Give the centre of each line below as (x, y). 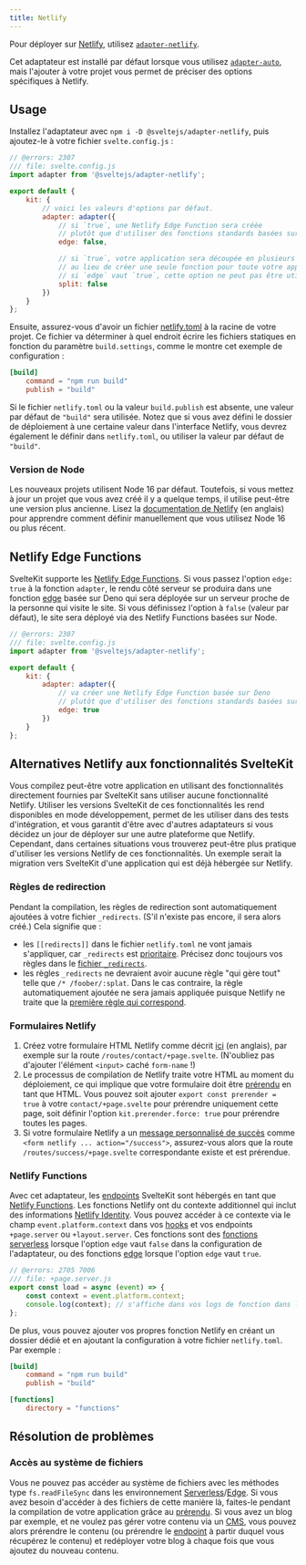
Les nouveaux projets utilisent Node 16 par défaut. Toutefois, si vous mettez (152, 490)
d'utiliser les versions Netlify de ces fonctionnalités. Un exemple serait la (146, 854)
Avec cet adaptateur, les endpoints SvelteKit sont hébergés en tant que (143, 1196)
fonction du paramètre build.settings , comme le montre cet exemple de (146, 347)
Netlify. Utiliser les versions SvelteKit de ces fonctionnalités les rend (137, 805)
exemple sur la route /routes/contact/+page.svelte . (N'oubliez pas (148, 1055)
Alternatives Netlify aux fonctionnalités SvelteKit (152, 764)
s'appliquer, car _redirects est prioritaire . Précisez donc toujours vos (153, 953)
